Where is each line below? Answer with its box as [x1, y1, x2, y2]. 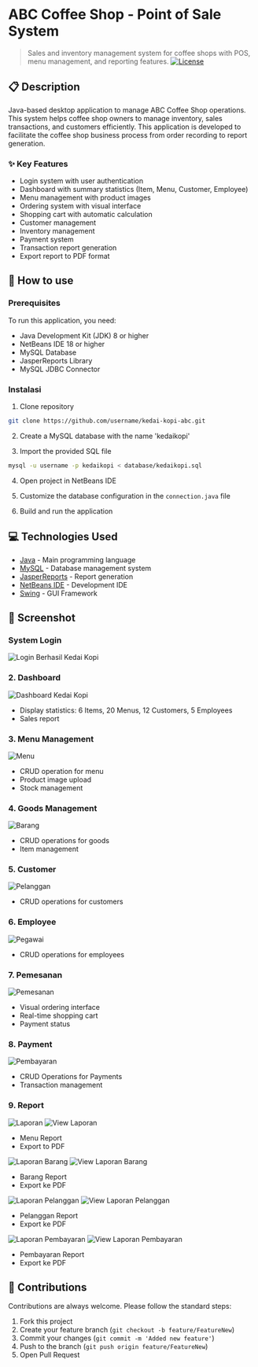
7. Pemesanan [8, 969, 63, 980]
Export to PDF [19, 1141, 65, 1151]
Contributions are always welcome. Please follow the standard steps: [8, 1302, 232, 1311]
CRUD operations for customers [19, 897, 123, 906]
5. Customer [8, 864, 57, 875]
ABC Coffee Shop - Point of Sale [8, 6, 222, 24]
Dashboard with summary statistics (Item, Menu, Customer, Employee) [19, 185, 249, 194]
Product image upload [19, 775, 92, 784]
